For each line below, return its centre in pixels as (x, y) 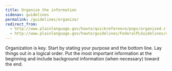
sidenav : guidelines (27, 15)
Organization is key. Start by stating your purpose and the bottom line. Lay (84, 48)
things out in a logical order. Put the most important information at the (79, 53)
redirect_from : (21, 24)
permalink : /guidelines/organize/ (42, 19)
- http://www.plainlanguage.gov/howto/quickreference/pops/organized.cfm (90, 29)
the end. (14, 64)
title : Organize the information (41, 10)
